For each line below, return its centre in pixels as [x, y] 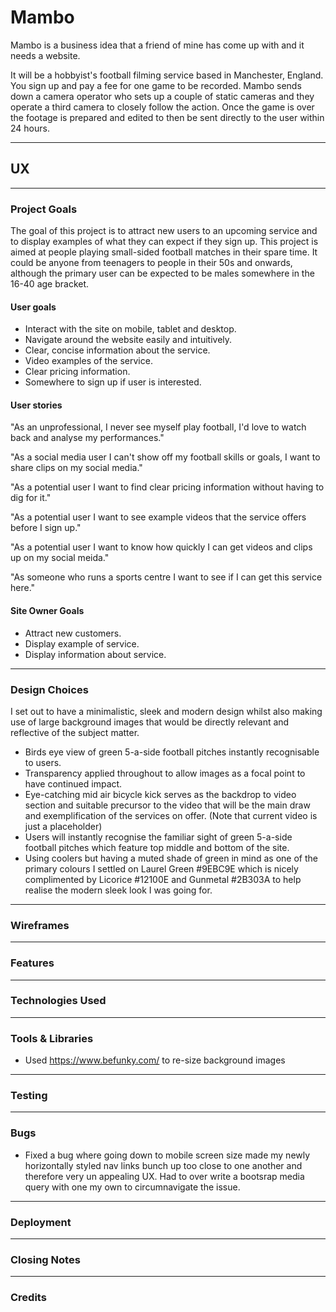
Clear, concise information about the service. [117, 350]
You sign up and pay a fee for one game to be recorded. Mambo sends [156, 85]
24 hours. [30, 128]
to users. [43, 762]
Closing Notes [45, 1259]
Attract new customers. [73, 633]
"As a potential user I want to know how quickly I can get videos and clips [161, 547]
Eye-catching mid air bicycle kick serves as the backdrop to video [160, 794]
